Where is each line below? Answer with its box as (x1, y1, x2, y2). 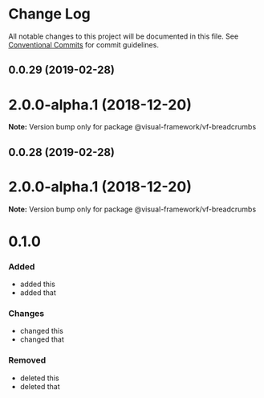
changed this (19, 326, 64, 336)
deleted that (19, 381, 60, 391)
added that (19, 288, 56, 297)
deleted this (19, 373, 59, 383)
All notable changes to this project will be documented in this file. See (8, 31, 239, 41)
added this (19, 279, 56, 289)
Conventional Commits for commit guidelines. (8, 39, 159, 49)
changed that (19, 334, 64, 344)
